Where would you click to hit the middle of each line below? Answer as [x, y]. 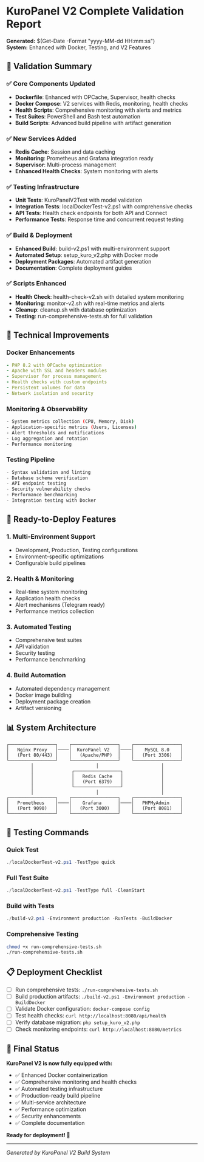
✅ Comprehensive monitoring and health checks [76, 1082]
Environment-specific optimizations [59, 556]
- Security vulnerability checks [49, 489]
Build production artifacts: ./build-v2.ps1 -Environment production [100, 997]
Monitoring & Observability [47, 409]
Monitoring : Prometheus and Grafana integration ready [84, 158]
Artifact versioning [38, 708]
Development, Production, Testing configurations [76, 550]
